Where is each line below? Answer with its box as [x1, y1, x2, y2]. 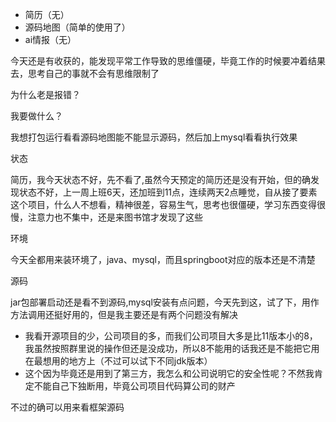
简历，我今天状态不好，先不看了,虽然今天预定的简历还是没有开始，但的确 [10, 174, 312, 185]
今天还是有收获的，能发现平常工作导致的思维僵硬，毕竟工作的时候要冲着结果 [10, 55, 326, 67]
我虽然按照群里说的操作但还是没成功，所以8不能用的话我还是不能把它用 [24, 343, 320, 354]
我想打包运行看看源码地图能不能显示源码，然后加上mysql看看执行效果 [10, 131, 298, 143]
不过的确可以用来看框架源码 [10, 401, 125, 413]
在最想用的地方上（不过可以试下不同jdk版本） [24, 355, 213, 367]
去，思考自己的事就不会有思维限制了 [10, 68, 160, 79]
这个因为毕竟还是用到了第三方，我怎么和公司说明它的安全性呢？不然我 [24, 368, 315, 379]
